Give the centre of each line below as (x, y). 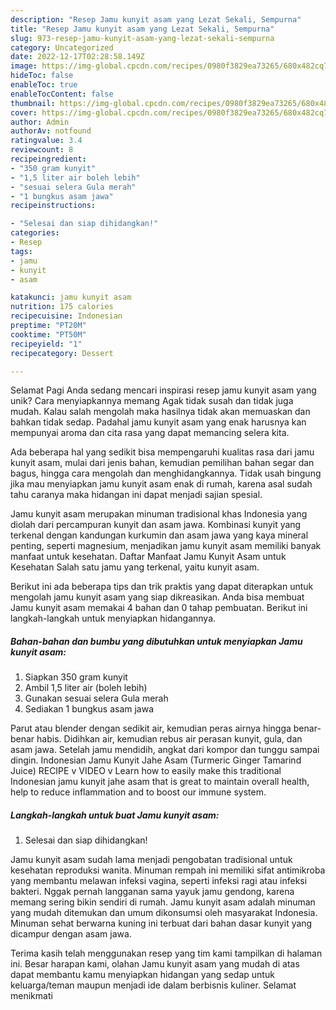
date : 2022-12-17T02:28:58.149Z (77, 57)
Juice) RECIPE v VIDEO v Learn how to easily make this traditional (146, 771)
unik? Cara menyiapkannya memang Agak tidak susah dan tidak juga (152, 401)
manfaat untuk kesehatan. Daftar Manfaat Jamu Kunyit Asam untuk (148, 557)
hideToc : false (42, 76)
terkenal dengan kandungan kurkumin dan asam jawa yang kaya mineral (159, 535)
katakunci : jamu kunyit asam (71, 297)
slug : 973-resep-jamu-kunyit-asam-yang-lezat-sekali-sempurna (142, 38)
